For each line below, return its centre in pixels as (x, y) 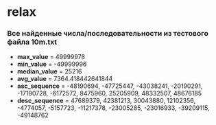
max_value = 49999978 (51, 57)
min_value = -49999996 (52, 64)
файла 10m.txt (32, 42)
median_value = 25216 (49, 71)
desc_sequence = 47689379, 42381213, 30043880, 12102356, (106, 101)
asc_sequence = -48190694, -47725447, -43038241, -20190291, (110, 86)
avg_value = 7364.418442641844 (65, 79)
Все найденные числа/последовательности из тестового (108, 34)
